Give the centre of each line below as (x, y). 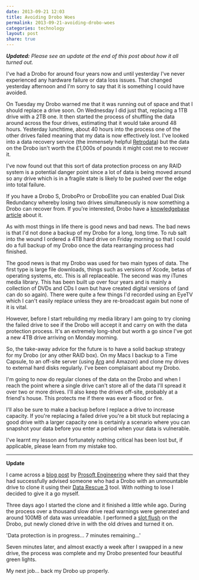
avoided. (17, 93)
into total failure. (26, 185)
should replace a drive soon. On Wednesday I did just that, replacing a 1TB (97, 110)
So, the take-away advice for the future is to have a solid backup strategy (96, 349)
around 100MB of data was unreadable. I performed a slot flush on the (92, 518)
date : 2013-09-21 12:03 (36, 12)
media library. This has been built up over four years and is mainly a (89, 282)
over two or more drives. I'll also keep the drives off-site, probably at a (92, 392)
